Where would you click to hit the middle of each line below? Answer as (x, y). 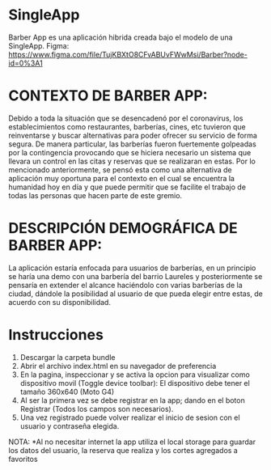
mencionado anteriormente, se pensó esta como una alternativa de (120, 169)
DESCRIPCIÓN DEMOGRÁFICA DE (123, 229)
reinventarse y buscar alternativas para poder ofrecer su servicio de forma (133, 135)
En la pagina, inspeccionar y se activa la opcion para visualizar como (135, 375)
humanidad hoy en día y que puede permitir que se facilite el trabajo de (127, 187)
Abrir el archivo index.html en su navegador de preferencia (118, 366)
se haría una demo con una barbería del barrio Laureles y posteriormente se (135, 276)
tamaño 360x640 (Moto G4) (67, 392)
